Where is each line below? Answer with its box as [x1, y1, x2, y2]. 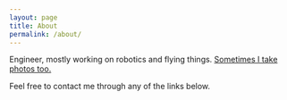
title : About [9, 21, 58, 30]
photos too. [9, 63, 52, 74]
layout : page [9, 12, 58, 22]
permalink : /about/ [9, 29, 82, 38]
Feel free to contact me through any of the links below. [9, 81, 211, 92]
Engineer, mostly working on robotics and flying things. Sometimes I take [9, 54, 278, 65]
